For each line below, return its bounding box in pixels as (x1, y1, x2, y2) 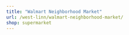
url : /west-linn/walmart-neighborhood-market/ (6, 14, 124, 20)
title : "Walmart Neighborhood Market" (6, 8, 102, 15)
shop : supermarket (6, 20, 52, 26)
